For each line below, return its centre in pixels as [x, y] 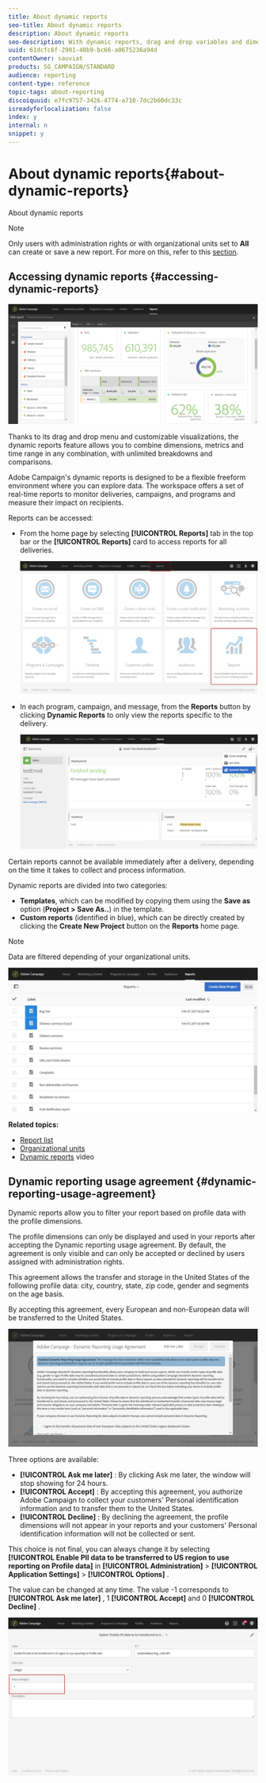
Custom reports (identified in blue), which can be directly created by [132, 918]
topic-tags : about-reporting [56, 92]
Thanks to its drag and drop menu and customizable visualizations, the [123, 437]
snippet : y [26, 134]
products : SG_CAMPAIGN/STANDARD [61, 67]
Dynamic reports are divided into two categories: [88, 886]
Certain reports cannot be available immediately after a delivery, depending [131, 862]
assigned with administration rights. [66, 1262]
